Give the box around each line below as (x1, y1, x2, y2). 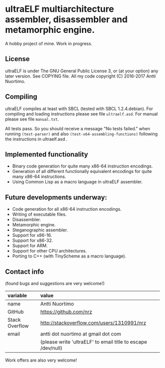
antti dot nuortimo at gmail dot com (40, 331, 121, 337)
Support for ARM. (12, 243, 48, 249)
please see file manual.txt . (5, 116, 59, 122)
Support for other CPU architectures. (12, 248, 87, 254)
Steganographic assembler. (12, 227, 68, 233)
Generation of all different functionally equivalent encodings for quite (12, 169, 152, 174)
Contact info (5, 267, 44, 276)
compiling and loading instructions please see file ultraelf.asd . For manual (5, 111, 158, 116)
